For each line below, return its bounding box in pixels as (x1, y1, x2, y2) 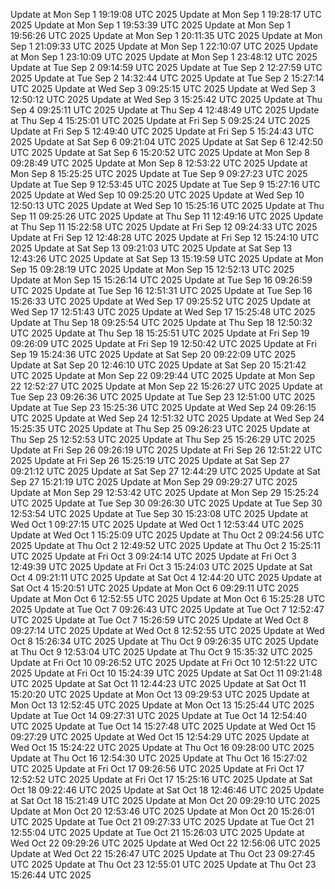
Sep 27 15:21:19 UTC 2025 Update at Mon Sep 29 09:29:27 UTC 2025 (10, 476, 298, 488)
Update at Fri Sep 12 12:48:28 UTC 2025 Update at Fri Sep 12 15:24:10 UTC (10, 232, 320, 243)
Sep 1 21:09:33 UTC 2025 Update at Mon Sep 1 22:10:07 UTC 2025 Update (10, 40, 319, 52)
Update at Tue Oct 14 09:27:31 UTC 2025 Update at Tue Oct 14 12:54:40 (10, 710, 307, 721)
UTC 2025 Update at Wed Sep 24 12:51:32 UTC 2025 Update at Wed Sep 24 (10, 412, 325, 424)
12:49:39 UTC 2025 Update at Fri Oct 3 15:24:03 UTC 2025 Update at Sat (10, 561, 313, 573)
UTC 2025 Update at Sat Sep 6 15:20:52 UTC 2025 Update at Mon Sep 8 (10, 147, 310, 158)
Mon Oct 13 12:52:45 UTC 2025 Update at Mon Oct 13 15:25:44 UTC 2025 (10, 699, 315, 711)
